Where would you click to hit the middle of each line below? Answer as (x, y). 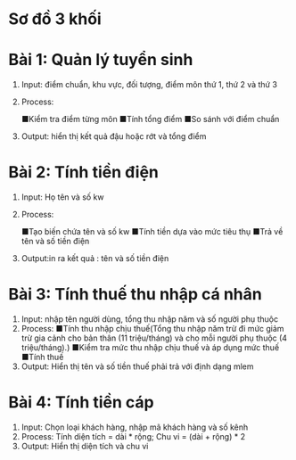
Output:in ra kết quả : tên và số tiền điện (95, 259)
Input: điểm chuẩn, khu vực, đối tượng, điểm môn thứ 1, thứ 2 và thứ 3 (149, 85)
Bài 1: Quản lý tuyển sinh (101, 60)
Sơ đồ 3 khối (55, 19)
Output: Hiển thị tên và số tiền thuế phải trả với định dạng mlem (138, 366)
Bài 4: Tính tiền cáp (81, 402)
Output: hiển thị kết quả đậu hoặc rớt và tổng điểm (114, 136)
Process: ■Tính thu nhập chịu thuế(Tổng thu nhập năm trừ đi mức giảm (152, 329)
